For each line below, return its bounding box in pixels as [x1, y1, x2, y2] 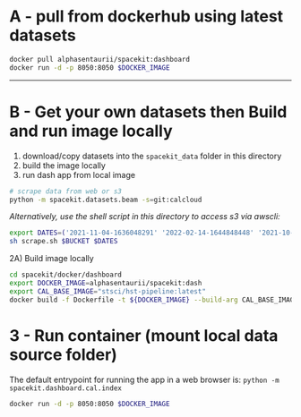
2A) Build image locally [9, 253, 94, 264]
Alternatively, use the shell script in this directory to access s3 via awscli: [9, 211, 280, 222]
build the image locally [21, 159, 106, 171]
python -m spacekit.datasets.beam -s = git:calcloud [9, 195, 202, 204]
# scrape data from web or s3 [9, 186, 123, 196]
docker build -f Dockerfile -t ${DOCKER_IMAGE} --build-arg [9, 295, 239, 304]
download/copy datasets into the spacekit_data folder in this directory [21, 150, 282, 161]
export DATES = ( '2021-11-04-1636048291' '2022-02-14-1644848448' [9, 228, 254, 238]
